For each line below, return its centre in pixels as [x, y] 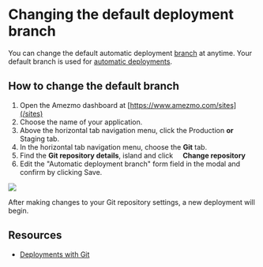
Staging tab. [39, 139]
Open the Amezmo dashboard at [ [75, 105]
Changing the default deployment [121, 15]
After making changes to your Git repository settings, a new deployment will [131, 202]
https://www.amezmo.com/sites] [183, 105]
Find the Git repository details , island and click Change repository [133, 155]
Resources [35, 235]
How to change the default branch [94, 86]
